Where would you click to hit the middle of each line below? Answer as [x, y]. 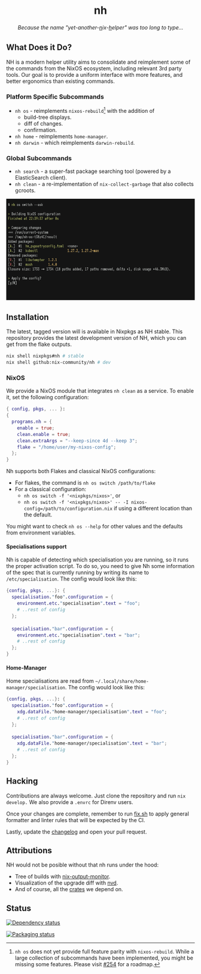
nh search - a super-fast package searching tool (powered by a [93, 171]
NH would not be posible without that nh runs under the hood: [83, 865]
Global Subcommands [39, 158]
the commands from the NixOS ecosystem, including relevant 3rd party [94, 68]
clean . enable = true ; [44, 434]
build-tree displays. [48, 117]
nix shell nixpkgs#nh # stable [45, 356]
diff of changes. [43, 123]
